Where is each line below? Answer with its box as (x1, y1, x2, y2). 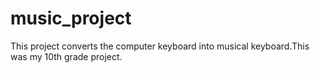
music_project (10, 7, 132, 30)
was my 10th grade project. (10, 50, 123, 62)
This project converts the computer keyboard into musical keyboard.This (10, 40, 310, 52)
